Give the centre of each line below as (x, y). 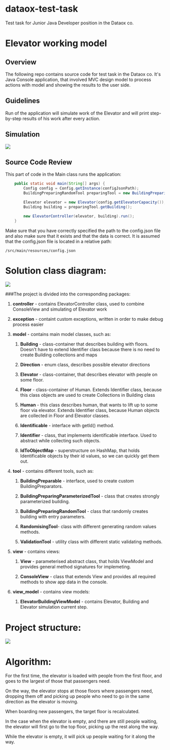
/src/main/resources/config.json (40, 251)
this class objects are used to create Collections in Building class (88, 395)
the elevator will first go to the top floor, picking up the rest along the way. (82, 727)
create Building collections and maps (59, 355)
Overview (21, 62)
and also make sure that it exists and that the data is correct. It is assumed (83, 236)
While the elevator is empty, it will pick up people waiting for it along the (80, 737)
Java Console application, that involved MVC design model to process (78, 80)
